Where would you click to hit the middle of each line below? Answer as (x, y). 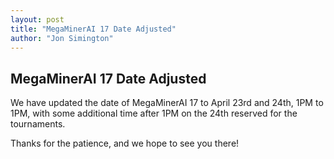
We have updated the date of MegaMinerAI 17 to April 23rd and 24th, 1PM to (167, 103)
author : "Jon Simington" (62, 38)
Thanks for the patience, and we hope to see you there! (125, 143)
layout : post (37, 19)
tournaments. (38, 124)
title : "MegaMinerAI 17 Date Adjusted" (93, 29)
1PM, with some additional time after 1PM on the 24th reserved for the (154, 113)
